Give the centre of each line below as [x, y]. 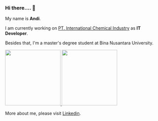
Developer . [16, 34]
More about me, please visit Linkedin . [43, 114]
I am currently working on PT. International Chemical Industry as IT [73, 28]
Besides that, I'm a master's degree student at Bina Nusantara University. [79, 43]
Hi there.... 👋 [20, 8]
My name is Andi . [23, 19]
